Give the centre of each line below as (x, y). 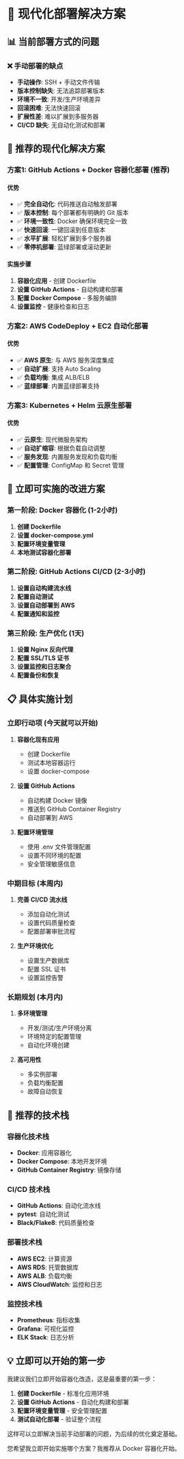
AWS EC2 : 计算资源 (44, 1259)
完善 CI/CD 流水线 (42, 899)
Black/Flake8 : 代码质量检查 (56, 1223)
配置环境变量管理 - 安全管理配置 (62, 1410)
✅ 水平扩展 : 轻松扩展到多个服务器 (64, 238)
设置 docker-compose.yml (55, 535)
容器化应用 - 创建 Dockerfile (56, 280)
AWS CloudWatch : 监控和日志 (60, 1284)
